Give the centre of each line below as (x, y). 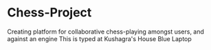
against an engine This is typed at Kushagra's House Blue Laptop (100, 38)
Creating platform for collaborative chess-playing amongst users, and (106, 32)
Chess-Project (49, 13)
